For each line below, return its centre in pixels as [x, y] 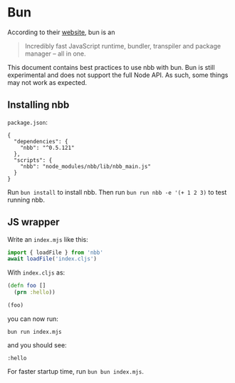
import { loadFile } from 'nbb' [55, 252]
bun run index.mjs [35, 332]
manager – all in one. [55, 53]
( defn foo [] [27, 286]
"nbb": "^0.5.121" [47, 148]
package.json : [27, 122]
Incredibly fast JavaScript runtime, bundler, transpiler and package [123, 46]
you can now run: [33, 319]
